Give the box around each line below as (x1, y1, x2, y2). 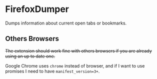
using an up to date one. (5, 53, 55, 59)
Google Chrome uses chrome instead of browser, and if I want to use (5, 62, 145, 68)
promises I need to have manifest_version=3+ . (5, 68, 100, 74)
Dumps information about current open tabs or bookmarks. (5, 20, 127, 26)
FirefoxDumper (5, 3, 69, 15)
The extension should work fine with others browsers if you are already (5, 47, 152, 53)
